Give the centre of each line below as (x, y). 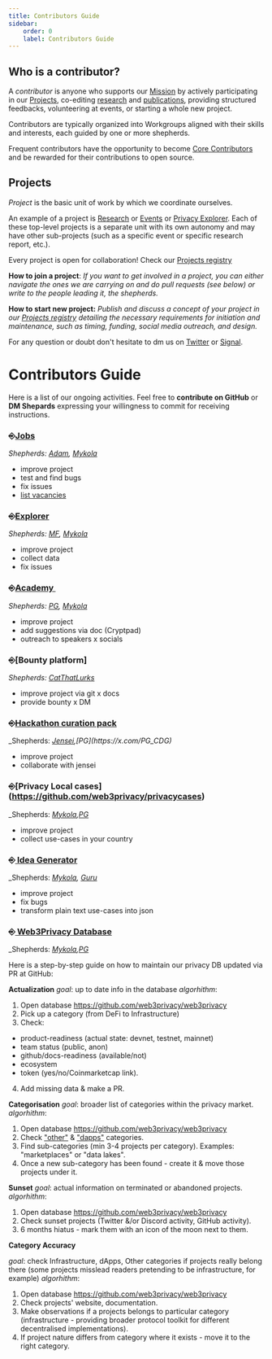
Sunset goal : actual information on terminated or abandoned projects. (125, 1188)
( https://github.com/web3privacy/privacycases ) (107, 797)
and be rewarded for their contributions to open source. (101, 157)
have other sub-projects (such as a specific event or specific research (126, 235)
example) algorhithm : (44, 1278)
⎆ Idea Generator (43, 859)
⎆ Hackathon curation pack (63, 723)
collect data (40, 558)
